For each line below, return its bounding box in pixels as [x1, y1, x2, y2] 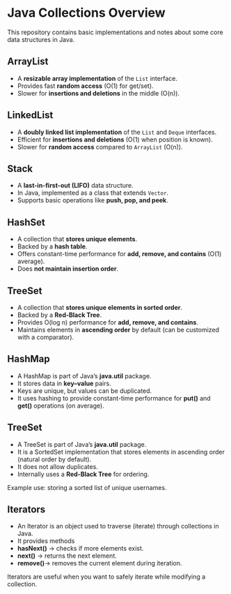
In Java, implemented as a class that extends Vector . [17, 188, 169, 197]
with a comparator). [17, 333, 74, 341]
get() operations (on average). [17, 401, 104, 410]
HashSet [7, 216, 45, 228]
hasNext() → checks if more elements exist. [17, 544, 144, 553]
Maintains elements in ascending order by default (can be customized [17, 326, 220, 334]
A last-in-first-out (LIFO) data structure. [17, 181, 134, 190]
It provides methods [17, 537, 75, 545]
